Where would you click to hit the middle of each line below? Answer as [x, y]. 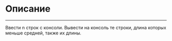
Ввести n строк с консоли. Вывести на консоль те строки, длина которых [86, 27]
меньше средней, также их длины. [44, 33]
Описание [28, 9]
